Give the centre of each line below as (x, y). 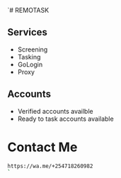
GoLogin (30, 64)
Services (28, 32)
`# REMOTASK (28, 10)
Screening (33, 49)
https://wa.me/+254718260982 (50, 166)
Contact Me (42, 147)
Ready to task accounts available (66, 119)
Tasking (29, 57)
